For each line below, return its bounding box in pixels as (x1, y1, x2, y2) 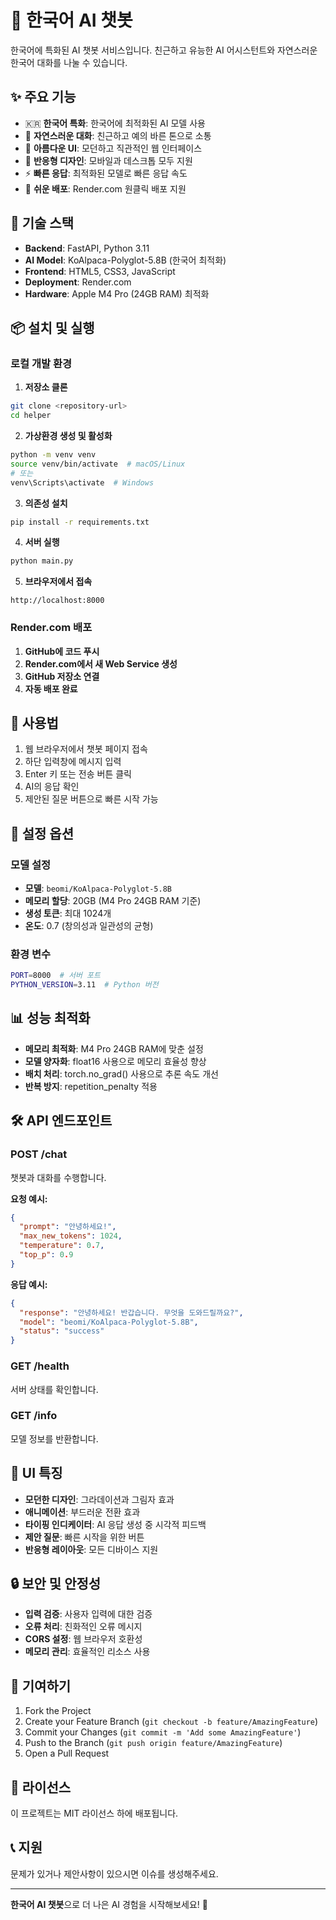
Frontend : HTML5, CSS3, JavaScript (24, 265, 176, 277)
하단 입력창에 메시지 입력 (24, 756, 122, 768)
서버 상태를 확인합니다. (10, 1383, 99, 1395)
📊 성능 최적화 (10, 1010, 91, 1027)
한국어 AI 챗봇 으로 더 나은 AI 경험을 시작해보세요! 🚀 (10, 1898, 208, 1910)
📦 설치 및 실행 (10, 319, 95, 336)
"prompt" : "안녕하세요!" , (19, 1222, 117, 1232)
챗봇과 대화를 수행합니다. (10, 1171, 107, 1183)
